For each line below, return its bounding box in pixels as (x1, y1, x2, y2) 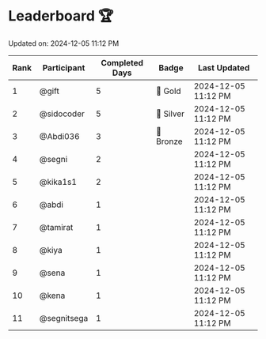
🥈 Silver (155, 108, 184, 119)
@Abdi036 (39, 130, 81, 141)
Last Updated (197, 62, 250, 73)
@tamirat (39, 221, 74, 232)
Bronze (155, 136, 184, 147)
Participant (42, 62, 85, 73)
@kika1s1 (39, 176, 78, 187)
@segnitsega (39, 312, 89, 323)
